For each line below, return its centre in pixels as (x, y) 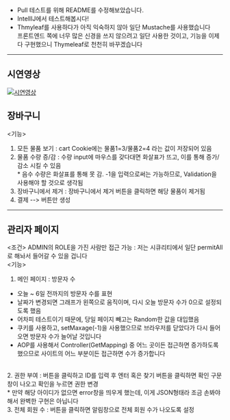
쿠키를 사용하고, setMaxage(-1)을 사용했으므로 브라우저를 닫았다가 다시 (112, 328)
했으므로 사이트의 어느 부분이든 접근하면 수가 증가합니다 (91, 354)
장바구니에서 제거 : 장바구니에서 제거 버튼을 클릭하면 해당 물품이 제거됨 (111, 191)
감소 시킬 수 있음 (39, 165)
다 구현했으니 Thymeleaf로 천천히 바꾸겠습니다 (79, 44)
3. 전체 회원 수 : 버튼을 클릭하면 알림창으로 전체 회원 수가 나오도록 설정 (101, 410)
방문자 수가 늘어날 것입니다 (65, 336)
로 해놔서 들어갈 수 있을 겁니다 (47, 256)
